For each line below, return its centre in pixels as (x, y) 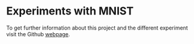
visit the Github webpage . (38, 34)
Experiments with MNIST (70, 11)
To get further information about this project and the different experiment (97, 28)
